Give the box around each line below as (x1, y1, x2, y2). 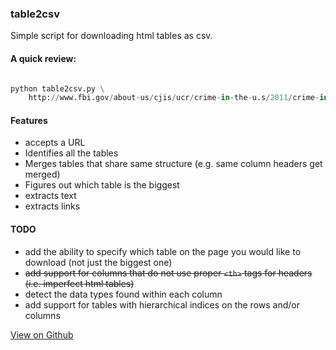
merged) (24, 168, 61, 181)
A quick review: (10, 52, 77, 64)
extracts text (24, 190, 77, 202)
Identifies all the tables (24, 147, 119, 159)
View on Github (10, 328, 74, 341)
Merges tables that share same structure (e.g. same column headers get (24, 158, 323, 170)
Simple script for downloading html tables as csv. (10, 30, 213, 42)
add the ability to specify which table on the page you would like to (24, 245, 302, 257)
